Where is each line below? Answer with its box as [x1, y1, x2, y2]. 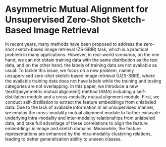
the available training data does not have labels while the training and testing [5, 78, 162, 84]
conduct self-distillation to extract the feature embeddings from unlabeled [5, 99, 156, 105]
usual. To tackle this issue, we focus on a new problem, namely [5, 67, 134, 73]
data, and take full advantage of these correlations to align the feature [5, 120, 148, 126]
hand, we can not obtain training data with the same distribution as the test [5, 57, 158, 63]
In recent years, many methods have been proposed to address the [5, 41, 143, 47]
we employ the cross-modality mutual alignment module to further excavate [5, 109, 160, 115]
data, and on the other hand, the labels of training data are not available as [5, 62, 157, 68]
